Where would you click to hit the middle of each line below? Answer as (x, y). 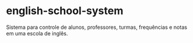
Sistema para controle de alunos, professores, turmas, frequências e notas (96, 27)
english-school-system (65, 11)
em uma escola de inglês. (37, 33)
